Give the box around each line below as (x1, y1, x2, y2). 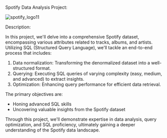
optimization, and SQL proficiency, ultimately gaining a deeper (5, 122, 136, 127)
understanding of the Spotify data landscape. (5, 127, 100, 133)
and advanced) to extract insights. (12, 76, 85, 82)
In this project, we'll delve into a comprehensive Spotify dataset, (5, 34, 140, 40)
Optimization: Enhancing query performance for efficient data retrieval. (12, 81, 161, 87)
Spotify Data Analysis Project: (5, 5, 68, 10)
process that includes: (5, 50, 52, 56)
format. (35, 65, 51, 71)
